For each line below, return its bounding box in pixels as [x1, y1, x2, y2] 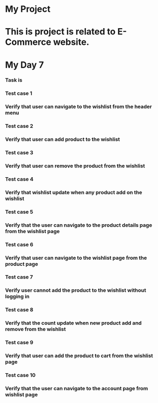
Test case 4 [5, 175, 33, 182]
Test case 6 [5, 241, 33, 248]
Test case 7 [5, 274, 33, 281]
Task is [5, 77, 23, 83]
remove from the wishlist [5, 326, 66, 333]
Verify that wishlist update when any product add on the [5, 189, 142, 196]
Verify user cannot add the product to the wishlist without [5, 287, 146, 294]
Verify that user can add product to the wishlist [5, 136, 120, 143]
